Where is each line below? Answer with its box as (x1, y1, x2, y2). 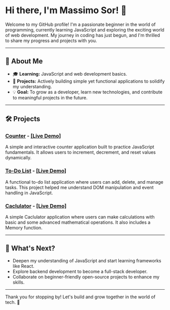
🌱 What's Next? (5, 244, 56, 253)
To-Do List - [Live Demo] (5, 167, 67, 175)
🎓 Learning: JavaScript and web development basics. (12, 71, 127, 77)
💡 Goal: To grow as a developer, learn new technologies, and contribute (12, 89, 163, 95)
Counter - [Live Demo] (5, 132, 61, 140)
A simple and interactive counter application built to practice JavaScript (5, 144, 154, 150)
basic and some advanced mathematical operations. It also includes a (5, 219, 151, 225)
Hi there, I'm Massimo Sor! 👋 (5, 5, 127, 16)
